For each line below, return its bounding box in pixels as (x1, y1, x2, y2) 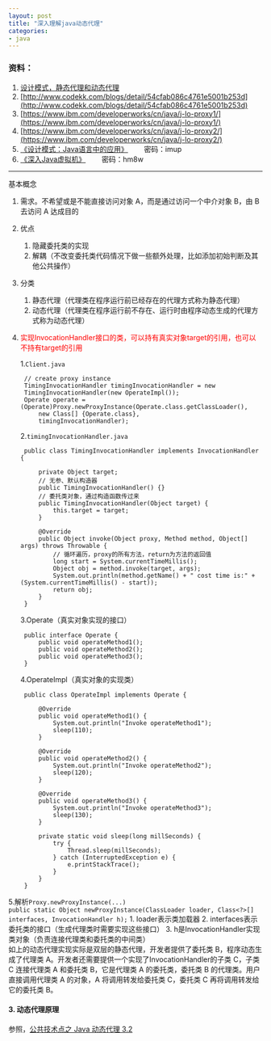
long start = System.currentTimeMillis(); (52, 557, 198, 566)
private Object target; (38, 468, 119, 476)
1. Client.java (19, 359, 66, 369)
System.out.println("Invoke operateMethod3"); (52, 803, 212, 812)
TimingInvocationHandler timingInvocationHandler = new (23, 381, 216, 390)
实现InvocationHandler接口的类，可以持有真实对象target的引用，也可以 (19, 332, 256, 342)
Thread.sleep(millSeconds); (67, 846, 162, 854)
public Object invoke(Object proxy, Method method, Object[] (38, 534, 248, 542)
